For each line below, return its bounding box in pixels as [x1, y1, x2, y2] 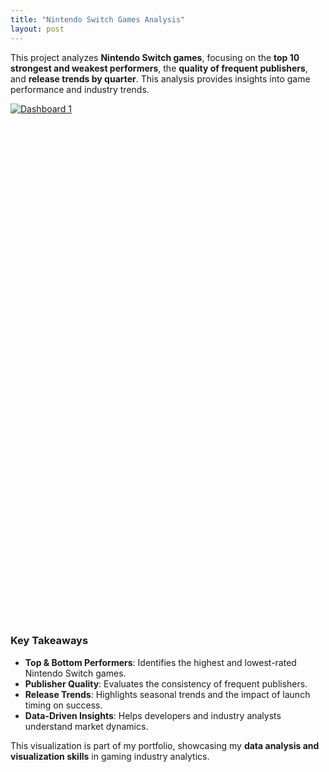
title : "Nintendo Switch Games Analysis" [10, 14, 186, 25]
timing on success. [24, 699, 103, 711]
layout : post [10, 24, 65, 34]
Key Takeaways [10, 634, 89, 648]
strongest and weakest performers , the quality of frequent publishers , [10, 62, 308, 74]
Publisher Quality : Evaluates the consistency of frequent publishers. [24, 677, 308, 690]
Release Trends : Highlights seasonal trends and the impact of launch [24, 688, 311, 700]
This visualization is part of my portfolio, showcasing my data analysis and [10, 739, 320, 751]
